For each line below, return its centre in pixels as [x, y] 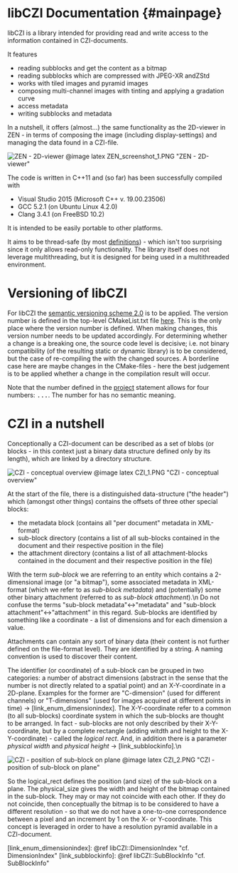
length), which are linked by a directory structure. [80, 458]
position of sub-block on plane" [54, 767]
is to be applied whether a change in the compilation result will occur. [109, 373]
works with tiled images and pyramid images [83, 83]
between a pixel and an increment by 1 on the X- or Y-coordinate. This [110, 819]
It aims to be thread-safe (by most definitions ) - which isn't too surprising [115, 242]
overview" [22, 480]
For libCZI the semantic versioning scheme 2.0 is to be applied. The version [118, 313]
